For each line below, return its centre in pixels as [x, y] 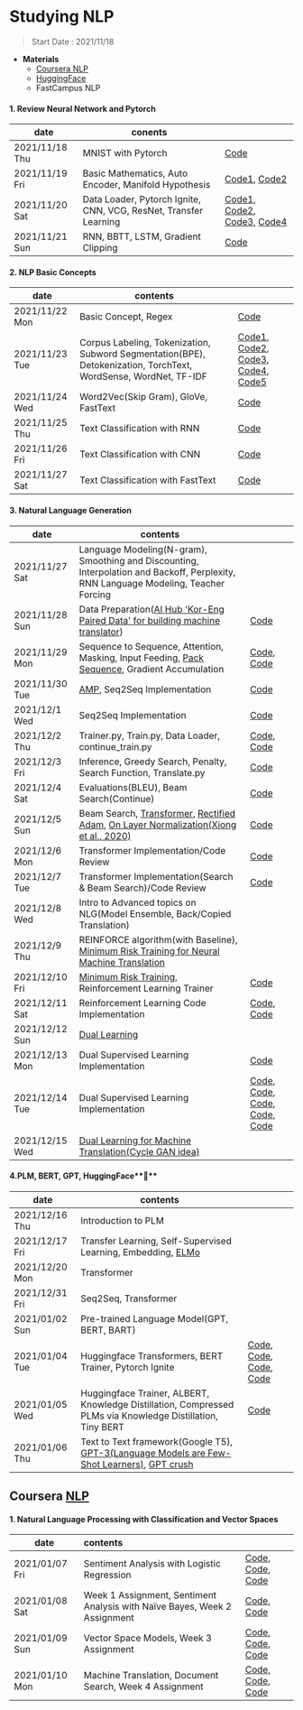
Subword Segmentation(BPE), [142, 354]
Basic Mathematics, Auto [135, 173]
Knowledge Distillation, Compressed [157, 1404]
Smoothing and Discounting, [139, 560]
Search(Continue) [117, 799]
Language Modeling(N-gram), [143, 550]
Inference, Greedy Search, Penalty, [153, 762]
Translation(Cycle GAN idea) [139, 1151]
